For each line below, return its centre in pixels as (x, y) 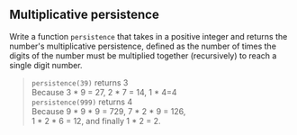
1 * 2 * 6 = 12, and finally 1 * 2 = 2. (96, 121)
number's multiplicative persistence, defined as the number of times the (143, 46)
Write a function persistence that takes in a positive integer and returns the (148, 36)
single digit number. (46, 65)
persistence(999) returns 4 (82, 102)
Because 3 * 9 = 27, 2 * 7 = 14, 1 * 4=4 (104, 92)
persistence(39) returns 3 (80, 82)
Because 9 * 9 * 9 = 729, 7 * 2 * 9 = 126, (108, 111)
